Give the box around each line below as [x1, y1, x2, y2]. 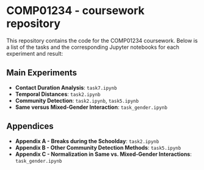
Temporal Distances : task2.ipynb [15, 90, 101, 98]
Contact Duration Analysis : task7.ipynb [15, 84, 117, 91]
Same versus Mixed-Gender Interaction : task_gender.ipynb [15, 103, 168, 111]
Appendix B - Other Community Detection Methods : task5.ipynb [15, 144, 181, 151]
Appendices [6, 121, 54, 131]
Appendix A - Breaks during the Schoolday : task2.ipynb [15, 137, 159, 144]
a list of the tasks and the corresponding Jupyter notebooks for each [6, 43, 180, 51]
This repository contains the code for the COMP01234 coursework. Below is [6, 37, 198, 44]
